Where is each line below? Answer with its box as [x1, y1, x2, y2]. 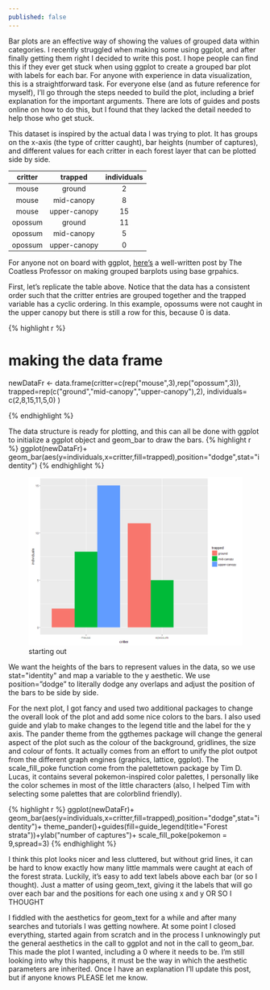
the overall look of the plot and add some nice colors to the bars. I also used [8, 711, 261, 721]
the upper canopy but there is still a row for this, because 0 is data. [8, 308, 231, 317]
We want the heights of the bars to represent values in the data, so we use [8, 661, 255, 672]
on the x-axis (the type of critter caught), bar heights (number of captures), [8, 137, 259, 147]
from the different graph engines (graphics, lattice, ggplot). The [8, 754, 219, 764]
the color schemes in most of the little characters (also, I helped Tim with [8, 780, 251, 789]
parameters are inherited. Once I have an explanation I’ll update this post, [8, 963, 251, 974]
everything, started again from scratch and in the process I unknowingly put [8, 930, 260, 939]
